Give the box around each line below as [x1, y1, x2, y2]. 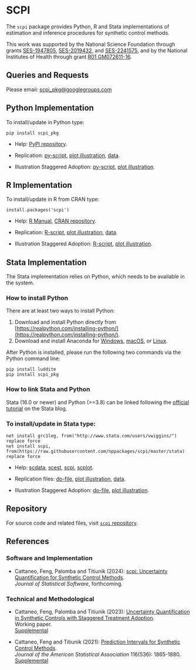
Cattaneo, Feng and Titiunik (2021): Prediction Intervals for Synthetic [14, 638, 181, 645]
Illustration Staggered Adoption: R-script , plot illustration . [14, 240, 153, 247]
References [6, 536, 49, 546]
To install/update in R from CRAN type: [6, 195, 100, 203]
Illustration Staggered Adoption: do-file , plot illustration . [14, 487, 150, 494]
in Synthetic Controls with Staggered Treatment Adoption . [14, 614, 155, 621]
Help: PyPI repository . [14, 140, 67, 147]
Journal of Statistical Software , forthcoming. [14, 580, 123, 587]
